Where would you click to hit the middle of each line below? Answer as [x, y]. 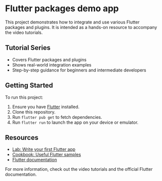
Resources [22, 137]
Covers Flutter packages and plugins [49, 60]
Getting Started [29, 85]
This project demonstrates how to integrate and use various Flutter [72, 22]
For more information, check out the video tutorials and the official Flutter [79, 169]
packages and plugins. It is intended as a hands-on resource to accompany [81, 27]
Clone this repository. [34, 112]
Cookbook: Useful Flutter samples [46, 155]
